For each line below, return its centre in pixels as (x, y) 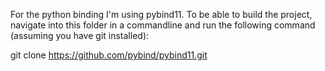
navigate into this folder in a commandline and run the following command (163, 25)
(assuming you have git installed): (80, 35)
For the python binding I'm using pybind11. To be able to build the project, (161, 14)
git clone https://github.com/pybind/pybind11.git (109, 55)
